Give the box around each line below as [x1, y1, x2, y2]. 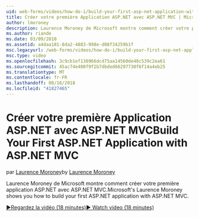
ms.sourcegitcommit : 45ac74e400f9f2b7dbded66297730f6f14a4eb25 [6, 63, 166, 70]
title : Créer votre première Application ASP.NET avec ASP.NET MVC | [6, 14, 182, 20]
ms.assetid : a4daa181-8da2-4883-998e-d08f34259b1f [6, 42, 134, 48]
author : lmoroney [6, 20, 49, 25]
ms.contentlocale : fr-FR [6, 75, 68, 80]
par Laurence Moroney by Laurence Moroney [6, 168, 115, 175]
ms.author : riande [6, 31, 52, 37]
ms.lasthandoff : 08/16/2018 [6, 80, 76, 86]
